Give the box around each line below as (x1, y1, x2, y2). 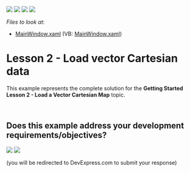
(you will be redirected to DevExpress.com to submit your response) (6, 159, 177, 166)
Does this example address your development (6, 121, 185, 131)
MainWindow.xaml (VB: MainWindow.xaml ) (15, 30, 122, 37)
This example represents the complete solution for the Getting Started (6, 84, 184, 91)
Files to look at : (6, 18, 45, 26)
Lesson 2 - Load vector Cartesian (6, 52, 178, 65)
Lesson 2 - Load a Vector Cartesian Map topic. (6, 91, 126, 98)
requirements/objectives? (6, 130, 107, 140)
